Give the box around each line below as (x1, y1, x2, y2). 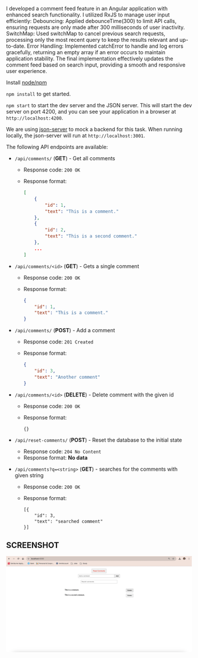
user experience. (6, 68, 47, 74)
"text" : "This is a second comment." (44, 233, 137, 239)
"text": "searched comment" (34, 518, 103, 524)
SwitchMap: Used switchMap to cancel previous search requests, (6, 30, 166, 37)
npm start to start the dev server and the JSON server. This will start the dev (6, 102, 193, 108)
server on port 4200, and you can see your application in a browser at (6, 108, 176, 115)
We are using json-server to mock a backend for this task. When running (6, 126, 183, 133)
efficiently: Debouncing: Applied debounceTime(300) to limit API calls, (6, 18, 177, 24)
